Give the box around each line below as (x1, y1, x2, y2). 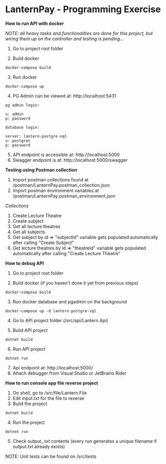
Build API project (12, 327, 48, 333)
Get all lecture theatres (12, 223, 61, 229)
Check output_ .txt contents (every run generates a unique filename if (12, 438, 157, 444)
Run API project (12, 346, 46, 352)
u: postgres (5, 138, 30, 143)
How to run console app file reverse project (5, 380, 98, 386)
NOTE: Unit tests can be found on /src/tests (5, 453, 96, 459)
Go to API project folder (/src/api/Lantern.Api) (12, 317, 108, 323)
